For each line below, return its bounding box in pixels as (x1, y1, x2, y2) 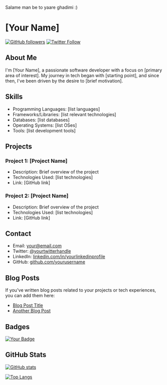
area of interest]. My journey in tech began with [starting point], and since (5, 72, 159, 78)
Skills (5, 92, 23, 101)
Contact (5, 229, 31, 238)
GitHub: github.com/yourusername (12, 259, 86, 265)
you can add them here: (5, 293, 55, 299)
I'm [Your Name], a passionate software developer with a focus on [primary (5, 67, 162, 73)
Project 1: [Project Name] (5, 157, 68, 164)
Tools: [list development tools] (12, 127, 76, 133)
